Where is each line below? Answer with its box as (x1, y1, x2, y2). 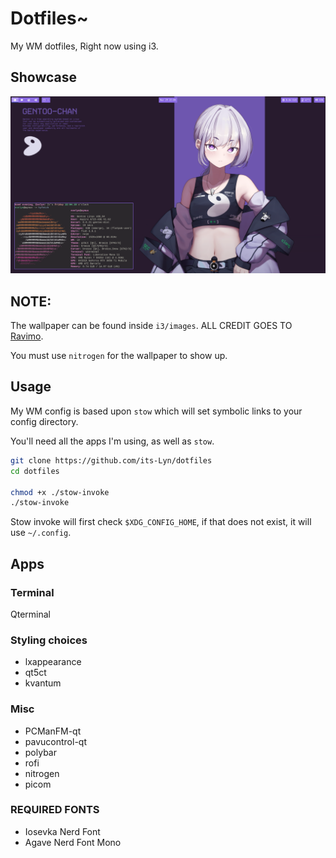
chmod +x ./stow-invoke (10, 487, 110, 497)
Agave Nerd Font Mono (24, 836, 122, 848)
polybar (24, 746, 57, 758)
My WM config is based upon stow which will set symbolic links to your (10, 405, 303, 417)
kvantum (24, 677, 62, 689)
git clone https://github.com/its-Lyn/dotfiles (10, 455, 213, 466)
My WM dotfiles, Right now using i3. (10, 40, 159, 52)
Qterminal (10, 608, 51, 620)
